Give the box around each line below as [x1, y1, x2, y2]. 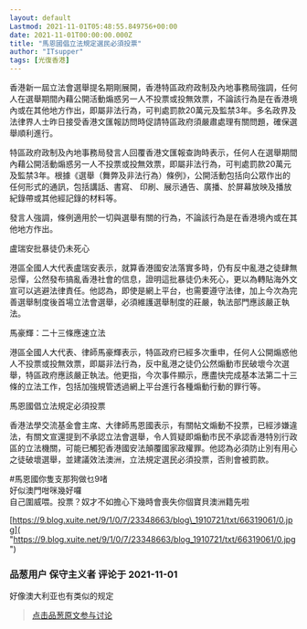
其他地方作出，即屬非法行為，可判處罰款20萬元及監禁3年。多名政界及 [33, 105, 297, 115]
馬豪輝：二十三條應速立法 [9, 328, 106, 338]
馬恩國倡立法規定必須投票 [9, 401, 106, 411]
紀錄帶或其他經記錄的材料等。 [9, 193, 122, 204]
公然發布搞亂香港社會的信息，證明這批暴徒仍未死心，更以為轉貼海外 [33, 274, 290, 284]
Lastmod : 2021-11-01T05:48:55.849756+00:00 [9, 22, 178, 31]
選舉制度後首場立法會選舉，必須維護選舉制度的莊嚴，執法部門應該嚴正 [16, 297, 281, 307]
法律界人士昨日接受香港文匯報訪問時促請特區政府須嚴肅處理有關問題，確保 [9, 116, 290, 127]
